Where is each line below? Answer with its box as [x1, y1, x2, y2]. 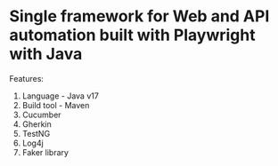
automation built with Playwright [9, 25, 256, 45]
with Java [9, 44, 83, 64]
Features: [9, 73, 45, 83]
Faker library [21, 146, 69, 157]
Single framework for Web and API [9, 6, 270, 27]
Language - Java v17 [21, 91, 100, 101]
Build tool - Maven [21, 99, 90, 110]
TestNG [21, 128, 51, 138]
